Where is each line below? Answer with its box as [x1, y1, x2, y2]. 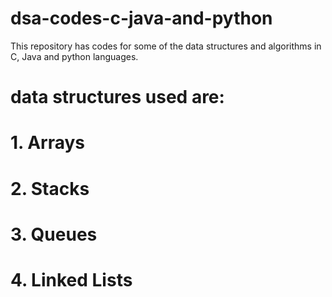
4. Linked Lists [10, 268, 133, 291]
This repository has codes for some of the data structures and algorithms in [10, 40, 322, 52]
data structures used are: [10, 86, 225, 109]
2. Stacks [10, 177, 90, 200]
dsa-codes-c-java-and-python [10, 7, 273, 30]
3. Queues [10, 223, 98, 246]
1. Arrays [10, 132, 86, 154]
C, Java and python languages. [10, 50, 139, 62]
